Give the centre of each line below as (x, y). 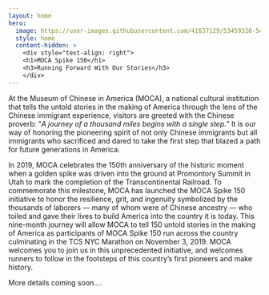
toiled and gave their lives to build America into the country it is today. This (131, 216)
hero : (17, 23)
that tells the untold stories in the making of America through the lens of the (133, 107)
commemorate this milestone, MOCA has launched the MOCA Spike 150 (127, 190)
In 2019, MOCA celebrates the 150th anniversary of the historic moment (126, 164)
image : (26, 30)
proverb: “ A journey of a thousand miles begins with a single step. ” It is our (132, 123)
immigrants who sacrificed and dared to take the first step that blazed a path (134, 140)
